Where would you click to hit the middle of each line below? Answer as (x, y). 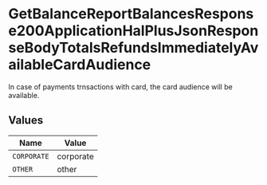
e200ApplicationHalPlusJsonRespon (133, 31)
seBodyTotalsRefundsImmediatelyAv (133, 48)
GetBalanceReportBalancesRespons (131, 14)
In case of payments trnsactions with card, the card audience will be (120, 87)
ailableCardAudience (80, 65)
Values (26, 120)
